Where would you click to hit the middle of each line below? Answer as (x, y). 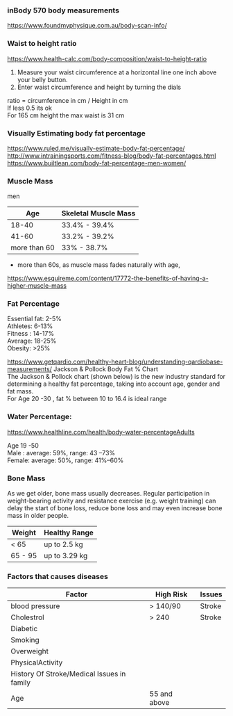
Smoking (25, 640)
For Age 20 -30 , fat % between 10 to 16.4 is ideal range (87, 399)
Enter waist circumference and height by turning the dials (99, 87)
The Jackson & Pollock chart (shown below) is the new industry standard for (116, 377)
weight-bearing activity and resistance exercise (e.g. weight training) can (112, 501)
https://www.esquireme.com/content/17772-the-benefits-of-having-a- (108, 278)
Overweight (29, 651)
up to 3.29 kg (66, 556)
